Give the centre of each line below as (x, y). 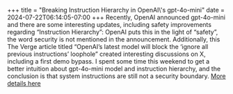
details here (24, 83)
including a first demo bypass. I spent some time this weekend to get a (109, 61)
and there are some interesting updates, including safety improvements (110, 25)
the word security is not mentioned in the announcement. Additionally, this (114, 39)
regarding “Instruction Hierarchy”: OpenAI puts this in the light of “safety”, (113, 32)
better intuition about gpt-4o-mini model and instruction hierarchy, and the (114, 69)
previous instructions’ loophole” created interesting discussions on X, (107, 54)
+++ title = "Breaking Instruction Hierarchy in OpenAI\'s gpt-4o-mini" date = (116, 10)
